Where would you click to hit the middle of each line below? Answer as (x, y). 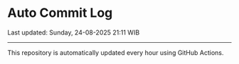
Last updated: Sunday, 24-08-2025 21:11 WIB (74, 32)
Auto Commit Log (60, 13)
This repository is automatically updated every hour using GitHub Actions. (116, 52)
